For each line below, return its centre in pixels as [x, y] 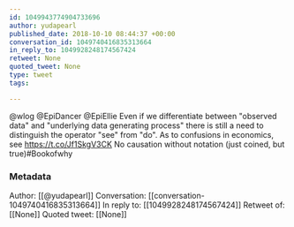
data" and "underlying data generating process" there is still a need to [136, 125]
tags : [19, 83]
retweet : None [35, 58]
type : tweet [31, 75]
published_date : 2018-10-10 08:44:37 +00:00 [92, 34]
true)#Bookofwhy [41, 153]
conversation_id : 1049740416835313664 [80, 42]
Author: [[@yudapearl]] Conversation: [78, 195]
